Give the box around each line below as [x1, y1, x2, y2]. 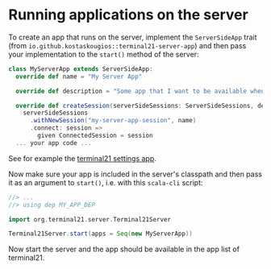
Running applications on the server [8, 6, 248, 24]
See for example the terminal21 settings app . [8, 153, 157, 163]
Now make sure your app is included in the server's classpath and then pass [8, 169, 262, 179]
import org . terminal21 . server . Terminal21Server [8, 215, 172, 223]
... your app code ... [15, 139, 92, 147]
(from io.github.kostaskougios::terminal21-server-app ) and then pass [8, 40, 247, 50]
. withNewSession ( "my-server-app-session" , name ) [29, 117, 197, 125]
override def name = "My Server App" [15, 72, 143, 81]
